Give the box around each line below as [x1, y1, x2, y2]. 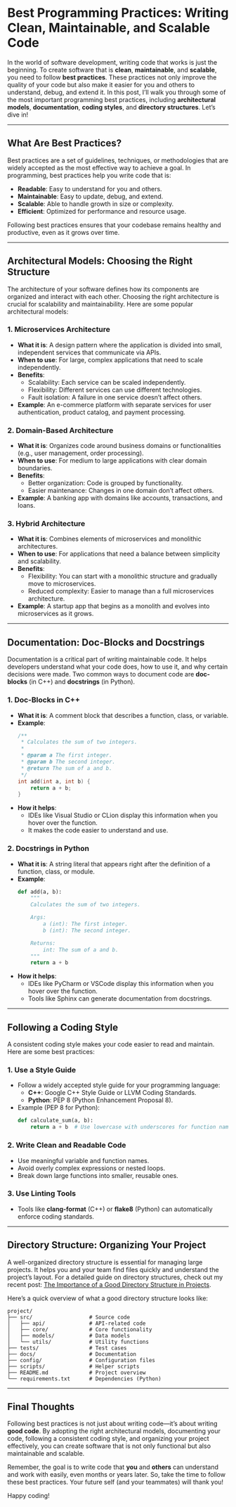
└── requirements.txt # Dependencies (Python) [7, 1375, 162, 1383]
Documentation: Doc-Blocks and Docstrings [7, 636, 205, 648]
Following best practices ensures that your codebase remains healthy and [7, 220, 221, 229]
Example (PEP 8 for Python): [17, 1103, 100, 1112]
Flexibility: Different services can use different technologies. [27, 385, 202, 394]
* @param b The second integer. [20, 758, 116, 766]
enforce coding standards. [17, 1212, 95, 1221]
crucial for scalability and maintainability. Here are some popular [7, 300, 194, 308]
